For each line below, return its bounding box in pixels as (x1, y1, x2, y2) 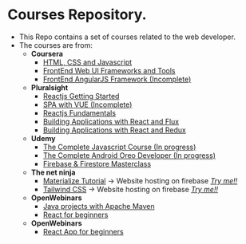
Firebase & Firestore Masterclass (42, 159, 152, 168)
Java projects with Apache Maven (42, 201, 155, 211)
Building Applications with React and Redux (42, 125, 187, 135)
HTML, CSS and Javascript (42, 57, 133, 67)
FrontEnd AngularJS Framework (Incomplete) (42, 74, 192, 84)
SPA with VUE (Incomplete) (42, 100, 133, 109)
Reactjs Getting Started (42, 91, 120, 100)
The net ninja (30, 167, 76, 177)
